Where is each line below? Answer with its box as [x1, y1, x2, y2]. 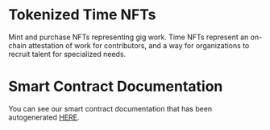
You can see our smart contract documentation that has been [8, 104, 213, 113]
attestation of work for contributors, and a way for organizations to [27, 40, 250, 50]
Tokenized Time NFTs [8, 6, 156, 24]
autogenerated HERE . [8, 112, 80, 122]
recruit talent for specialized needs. [8, 49, 127, 59]
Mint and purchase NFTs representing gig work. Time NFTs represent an [8, 32, 249, 42]
